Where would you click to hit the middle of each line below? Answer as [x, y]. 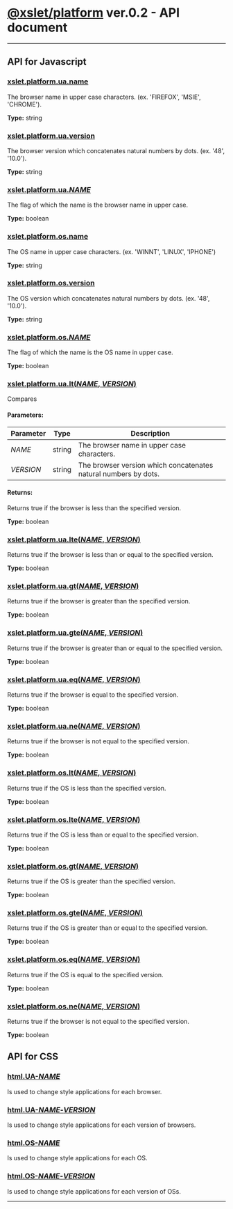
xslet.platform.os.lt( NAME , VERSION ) [72, 773]
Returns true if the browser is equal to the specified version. [93, 695]
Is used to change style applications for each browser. [85, 1091]
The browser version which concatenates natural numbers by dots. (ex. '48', [116, 150]
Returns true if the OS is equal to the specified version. [86, 974]
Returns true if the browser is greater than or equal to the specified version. [115, 648]
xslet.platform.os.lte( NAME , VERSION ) [74, 819]
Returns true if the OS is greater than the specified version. [91, 881]
